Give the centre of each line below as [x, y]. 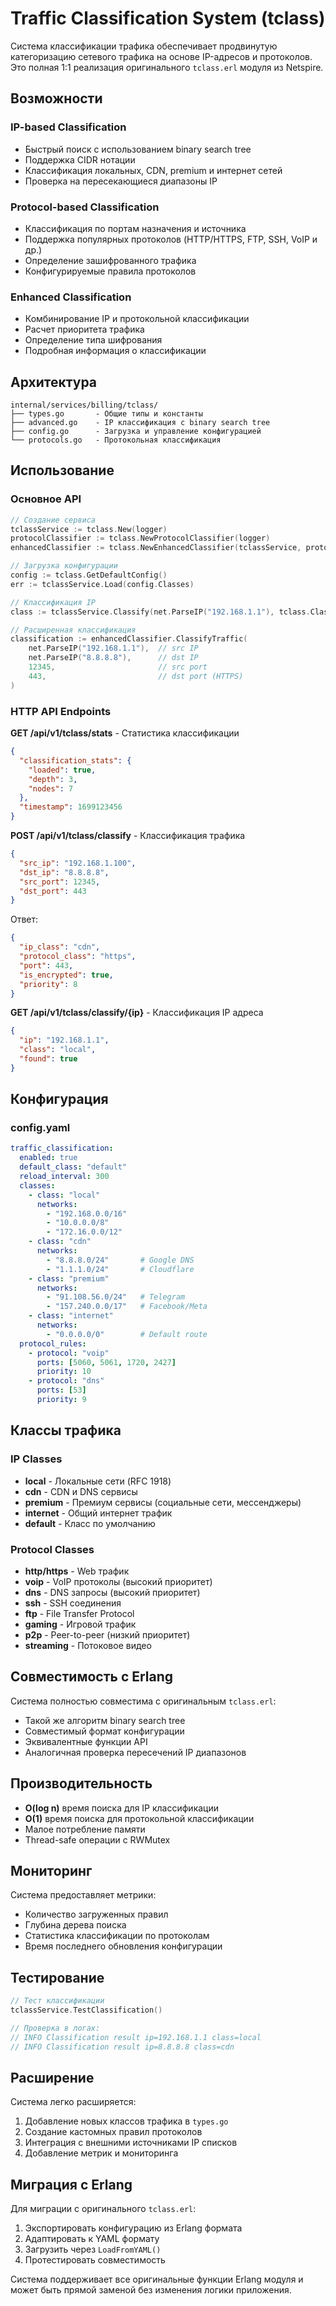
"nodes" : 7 [51, 788]
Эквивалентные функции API [86, 1741]
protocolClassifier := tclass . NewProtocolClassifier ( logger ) [140, 538]
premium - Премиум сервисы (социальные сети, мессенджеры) [163, 1502]
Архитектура [54, 382]
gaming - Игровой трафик [80, 1624]
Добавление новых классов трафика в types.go [126, 2121]
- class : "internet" [71, 1316]
